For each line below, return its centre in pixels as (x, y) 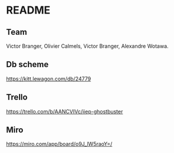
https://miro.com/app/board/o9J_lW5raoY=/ (59, 144)
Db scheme (27, 64)
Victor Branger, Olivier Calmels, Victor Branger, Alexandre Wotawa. (88, 46)
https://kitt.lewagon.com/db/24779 (49, 79)
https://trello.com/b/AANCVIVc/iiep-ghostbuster (65, 111)
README (28, 10)
